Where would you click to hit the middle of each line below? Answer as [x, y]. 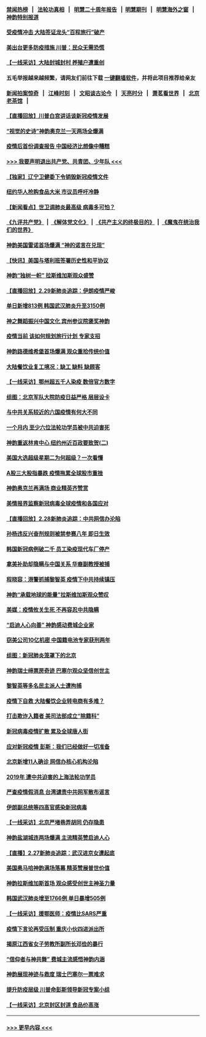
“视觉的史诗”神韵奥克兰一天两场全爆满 [55, 131]
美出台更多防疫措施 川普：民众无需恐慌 [55, 47]
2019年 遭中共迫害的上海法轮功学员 [51, 777]
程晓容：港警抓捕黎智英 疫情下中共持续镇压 [61, 579]
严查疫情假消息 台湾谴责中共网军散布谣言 [58, 792]
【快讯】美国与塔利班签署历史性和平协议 [57, 260]
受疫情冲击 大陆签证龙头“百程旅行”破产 [56, 32]
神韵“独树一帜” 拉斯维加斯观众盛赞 [50, 276]
